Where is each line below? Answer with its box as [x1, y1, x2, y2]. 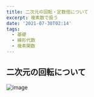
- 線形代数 [12, 37, 36, 43]
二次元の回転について [6, 67, 86, 77]
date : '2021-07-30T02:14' [6, 20, 72, 26]
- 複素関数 [12, 43, 36, 49]
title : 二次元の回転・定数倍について [6, 9, 89, 15]
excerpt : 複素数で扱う [6, 15, 58, 21]
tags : [6, 26, 20, 32]
